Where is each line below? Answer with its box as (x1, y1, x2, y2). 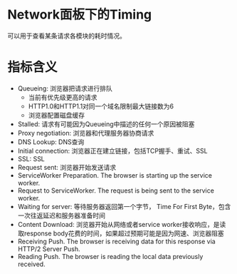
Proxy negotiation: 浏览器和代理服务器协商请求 (17, 128, 154, 137)
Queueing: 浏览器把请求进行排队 (17, 83, 112, 93)
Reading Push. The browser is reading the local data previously (17, 252, 204, 260)
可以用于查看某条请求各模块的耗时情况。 (7, 31, 126, 40)
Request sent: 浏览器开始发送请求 (17, 163, 117, 171)
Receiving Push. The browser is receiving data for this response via (17, 237, 216, 245)
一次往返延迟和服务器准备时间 (17, 211, 105, 220)
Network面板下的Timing (7, 6, 152, 23)
